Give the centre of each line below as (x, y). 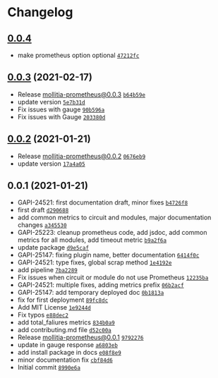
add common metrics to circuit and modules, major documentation (114, 218)
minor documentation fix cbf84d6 (65, 360)
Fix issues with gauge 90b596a (61, 109)
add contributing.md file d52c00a (64, 330)
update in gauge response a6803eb (68, 345)
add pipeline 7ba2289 (47, 270)
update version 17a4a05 (52, 164)
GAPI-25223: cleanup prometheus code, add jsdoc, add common (112, 233)
